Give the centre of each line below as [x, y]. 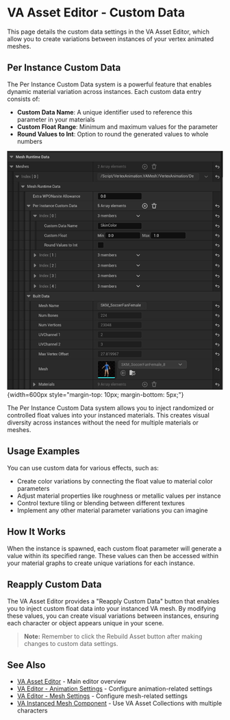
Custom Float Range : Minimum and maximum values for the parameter [117, 127]
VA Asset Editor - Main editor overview [72, 682]
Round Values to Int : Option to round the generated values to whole [113, 134]
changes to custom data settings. [71, 643]
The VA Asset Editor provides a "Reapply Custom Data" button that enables [113, 601]
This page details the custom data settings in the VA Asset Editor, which [108, 32]
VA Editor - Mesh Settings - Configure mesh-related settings [102, 696]
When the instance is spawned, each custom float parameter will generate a [115, 548]
